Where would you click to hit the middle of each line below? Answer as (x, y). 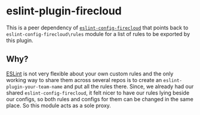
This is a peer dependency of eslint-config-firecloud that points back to (97, 28)
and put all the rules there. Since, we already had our (129, 86)
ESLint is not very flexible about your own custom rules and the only (90, 74)
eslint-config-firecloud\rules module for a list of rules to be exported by (98, 34)
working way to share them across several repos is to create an (84, 80)
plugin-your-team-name (34, 87)
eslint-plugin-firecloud (64, 11)
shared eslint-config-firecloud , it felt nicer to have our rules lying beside (98, 93)
